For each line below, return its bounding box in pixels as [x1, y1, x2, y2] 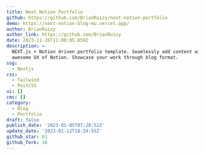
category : [6, 99, 32, 106]
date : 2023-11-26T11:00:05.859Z [6, 37, 88, 43]
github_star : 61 [6, 134, 48, 140]
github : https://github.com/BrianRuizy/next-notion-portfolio [6, 15, 168, 21]
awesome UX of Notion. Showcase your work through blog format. [12, 54, 179, 60]
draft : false [6, 117, 40, 123]
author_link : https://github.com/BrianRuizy [6, 32, 121, 38]
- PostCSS [12, 83, 37, 89]
